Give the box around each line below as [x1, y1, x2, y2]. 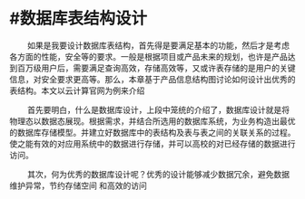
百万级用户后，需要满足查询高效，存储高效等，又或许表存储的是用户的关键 [16, 62, 296, 73]
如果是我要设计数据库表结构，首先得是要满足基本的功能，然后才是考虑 [26, 40, 290, 51]
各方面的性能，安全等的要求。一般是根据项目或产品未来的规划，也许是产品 [9, 51, 288, 62]
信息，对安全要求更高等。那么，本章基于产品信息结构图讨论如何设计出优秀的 [9, 73, 296, 84]
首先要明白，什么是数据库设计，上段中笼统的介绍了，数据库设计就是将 [26, 104, 290, 115]
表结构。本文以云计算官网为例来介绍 [9, 85, 145, 96]
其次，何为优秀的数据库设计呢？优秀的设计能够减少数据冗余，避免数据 [26, 168, 290, 179]
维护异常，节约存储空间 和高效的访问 [9, 180, 147, 191]
